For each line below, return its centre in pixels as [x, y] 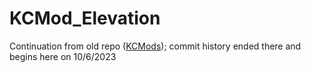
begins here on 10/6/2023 [63, 56]
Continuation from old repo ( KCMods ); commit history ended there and [155, 46]
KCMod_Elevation [85, 18]
